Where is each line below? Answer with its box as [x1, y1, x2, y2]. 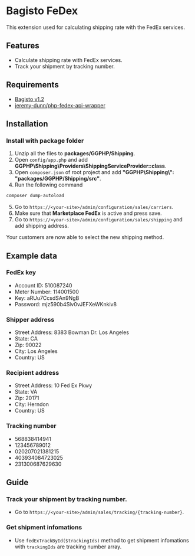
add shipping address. [14, 223, 70, 230]
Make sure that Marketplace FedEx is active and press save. [14, 210, 162, 217]
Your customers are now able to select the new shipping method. [6, 234, 164, 241]
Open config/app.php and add [14, 156, 88, 163]
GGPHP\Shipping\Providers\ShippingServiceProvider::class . [14, 162, 167, 169]
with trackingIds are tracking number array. [14, 543, 122, 550]
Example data [6, 251, 58, 261]
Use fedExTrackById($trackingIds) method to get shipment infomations [14, 537, 190, 544]
